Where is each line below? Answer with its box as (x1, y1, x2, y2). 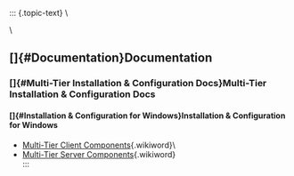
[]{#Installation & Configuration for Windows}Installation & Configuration (9, 110, 286, 121)
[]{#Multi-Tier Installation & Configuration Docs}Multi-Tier (9, 77, 267, 90)
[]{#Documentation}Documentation (9, 51, 213, 66)
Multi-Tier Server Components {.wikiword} (21, 148, 176, 159)
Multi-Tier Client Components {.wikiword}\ (21, 140, 176, 150)
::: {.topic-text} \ (9, 8, 69, 18)
